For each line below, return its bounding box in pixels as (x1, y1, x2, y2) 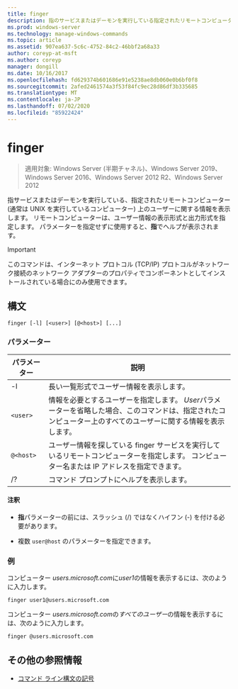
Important (7, 245, 36, 254)
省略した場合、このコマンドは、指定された (76, 405, 219, 415)
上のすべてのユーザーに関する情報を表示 (91, 416, 225, 426)
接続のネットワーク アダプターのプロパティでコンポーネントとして (13, 269, 208, 277)
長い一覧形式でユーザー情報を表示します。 (48, 381, 190, 391)
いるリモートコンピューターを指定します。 (48, 451, 190, 461)
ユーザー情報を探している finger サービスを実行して (48, 440, 221, 450)
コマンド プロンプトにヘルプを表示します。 (48, 474, 191, 484)
